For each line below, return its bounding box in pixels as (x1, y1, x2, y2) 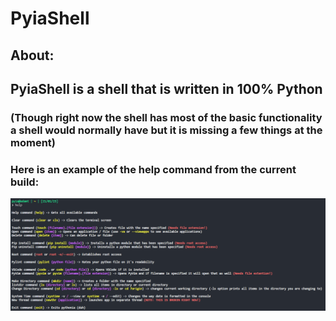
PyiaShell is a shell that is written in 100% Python (10, 80, 323, 97)
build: (10, 175, 40, 189)
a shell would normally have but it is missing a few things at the (10, 123, 323, 137)
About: (10, 47, 55, 64)
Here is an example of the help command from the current (10, 162, 297, 176)
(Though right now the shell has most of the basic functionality (10, 110, 323, 124)
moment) (10, 135, 56, 149)
